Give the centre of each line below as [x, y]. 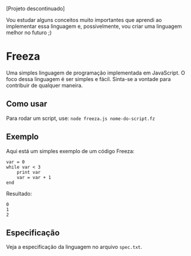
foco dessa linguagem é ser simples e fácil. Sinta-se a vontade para [88, 79]
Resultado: [19, 193]
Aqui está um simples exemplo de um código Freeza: [70, 151]
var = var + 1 [34, 177]
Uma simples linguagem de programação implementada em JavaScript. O [96, 73]
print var [29, 172]
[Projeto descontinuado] [35, 9]
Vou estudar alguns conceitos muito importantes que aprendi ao [84, 20]
